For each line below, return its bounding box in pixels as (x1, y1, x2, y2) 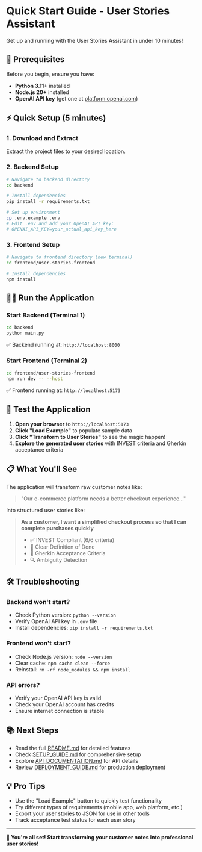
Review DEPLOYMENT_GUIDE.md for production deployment (14, 763, 166, 771)
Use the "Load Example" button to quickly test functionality (14, 797, 162, 804)
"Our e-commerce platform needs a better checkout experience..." (20, 495, 186, 502)
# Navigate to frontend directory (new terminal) (6, 254, 133, 260)
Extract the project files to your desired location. (6, 148, 126, 155)
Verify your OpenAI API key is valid (14, 694, 102, 701)
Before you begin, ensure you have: (6, 70, 94, 78)
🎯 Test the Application (6, 405, 91, 415)
